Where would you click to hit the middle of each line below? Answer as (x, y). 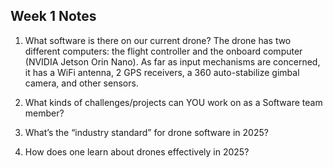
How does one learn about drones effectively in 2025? (137, 151)
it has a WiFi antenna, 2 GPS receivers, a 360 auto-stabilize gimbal (162, 72)
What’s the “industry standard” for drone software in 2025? (146, 132)
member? (44, 113)
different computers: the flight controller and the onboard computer (163, 51)
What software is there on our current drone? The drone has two (158, 40)
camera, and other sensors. (81, 83)
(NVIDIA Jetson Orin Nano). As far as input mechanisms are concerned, (172, 61)
